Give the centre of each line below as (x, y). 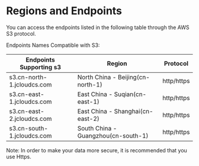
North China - (97, 77)
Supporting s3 (40, 67)
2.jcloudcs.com (31, 119)
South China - (97, 128)
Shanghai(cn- (134, 111)
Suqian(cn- (130, 94)
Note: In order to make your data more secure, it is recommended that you (97, 150)
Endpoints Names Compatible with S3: (53, 45)
